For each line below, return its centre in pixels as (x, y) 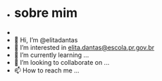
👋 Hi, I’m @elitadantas (46, 39)
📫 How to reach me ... (46, 70)
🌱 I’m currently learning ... (51, 55)
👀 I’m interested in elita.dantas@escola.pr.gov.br (84, 47)
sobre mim (46, 13)
